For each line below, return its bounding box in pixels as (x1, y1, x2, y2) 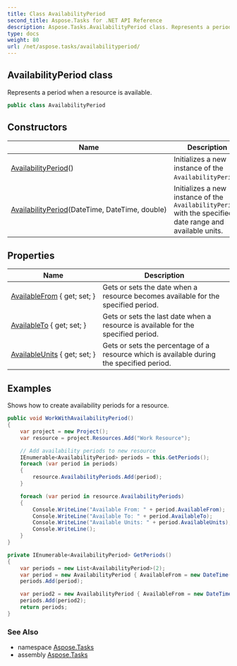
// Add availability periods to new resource (20, 447, 157, 454)
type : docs (7, 30, 39, 37)
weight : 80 (7, 37, 39, 44)
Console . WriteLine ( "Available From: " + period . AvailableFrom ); (32, 506, 226, 513)
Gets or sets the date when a (102, 283, 198, 292)
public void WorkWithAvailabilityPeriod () (7, 415, 134, 422)
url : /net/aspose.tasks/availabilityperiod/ (7, 43, 140, 50)
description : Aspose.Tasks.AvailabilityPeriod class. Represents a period (7, 23, 232, 30)
